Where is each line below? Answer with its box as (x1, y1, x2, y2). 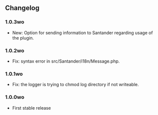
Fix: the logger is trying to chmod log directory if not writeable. (12, 82, 139, 88)
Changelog (5, 4, 40, 12)
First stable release (12, 105, 51, 111)
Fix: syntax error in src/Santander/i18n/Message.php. (12, 58, 120, 64)
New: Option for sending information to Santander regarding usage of (12, 29, 153, 36)
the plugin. (12, 35, 34, 41)
